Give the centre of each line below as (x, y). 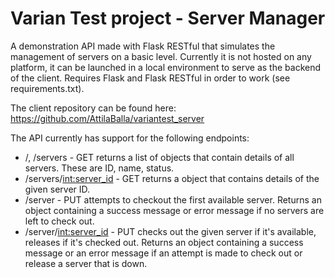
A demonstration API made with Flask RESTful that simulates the (143, 46)
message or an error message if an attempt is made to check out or (163, 253)
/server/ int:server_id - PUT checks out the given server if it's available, (170, 231)
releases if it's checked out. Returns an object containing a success (164, 242)
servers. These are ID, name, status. (99, 168)
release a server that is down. (86, 263)
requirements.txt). (47, 88)
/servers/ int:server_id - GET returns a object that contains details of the (172, 178)
